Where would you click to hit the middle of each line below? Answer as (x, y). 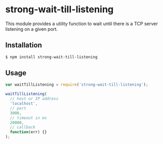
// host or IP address (34, 99)
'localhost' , (24, 104)
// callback (23, 127)
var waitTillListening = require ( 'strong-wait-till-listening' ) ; (77, 85)
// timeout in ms (29, 118)
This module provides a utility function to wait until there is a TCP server (82, 24)
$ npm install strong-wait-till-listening (51, 57)
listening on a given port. (32, 29)
